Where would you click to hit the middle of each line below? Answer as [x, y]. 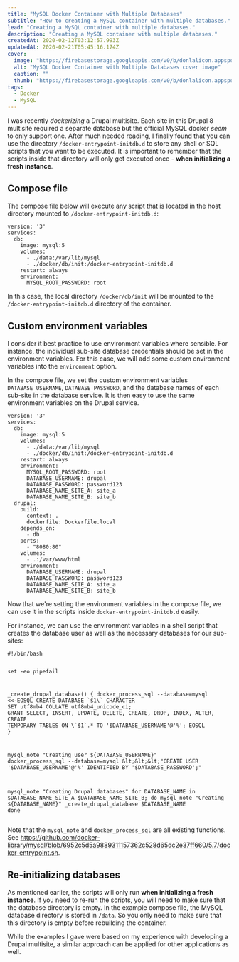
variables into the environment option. [62, 366]
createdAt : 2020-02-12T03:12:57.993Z [63, 41]
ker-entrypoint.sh [33, 852]
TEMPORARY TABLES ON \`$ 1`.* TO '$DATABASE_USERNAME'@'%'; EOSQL [106, 726]
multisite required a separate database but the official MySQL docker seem [117, 128]
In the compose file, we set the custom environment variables [98, 380]
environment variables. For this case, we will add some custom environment [118, 359]
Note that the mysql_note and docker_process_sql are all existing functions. [117, 830]
